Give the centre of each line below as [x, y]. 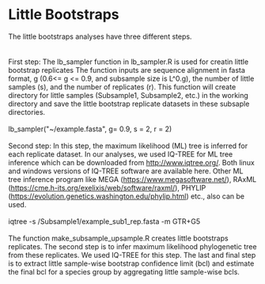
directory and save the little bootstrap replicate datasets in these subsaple [129, 104]
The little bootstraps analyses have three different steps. [100, 36]
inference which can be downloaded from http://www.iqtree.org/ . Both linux [131, 162]
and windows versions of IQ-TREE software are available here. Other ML [126, 171]
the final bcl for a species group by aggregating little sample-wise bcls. [124, 271]
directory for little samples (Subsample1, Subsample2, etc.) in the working [129, 95]
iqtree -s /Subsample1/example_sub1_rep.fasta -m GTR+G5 [104, 221]
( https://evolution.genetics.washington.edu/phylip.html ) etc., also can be [127, 196]
